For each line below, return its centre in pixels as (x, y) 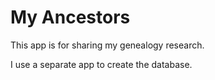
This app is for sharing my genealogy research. (107, 45)
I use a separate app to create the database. (101, 64)
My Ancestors (70, 17)
